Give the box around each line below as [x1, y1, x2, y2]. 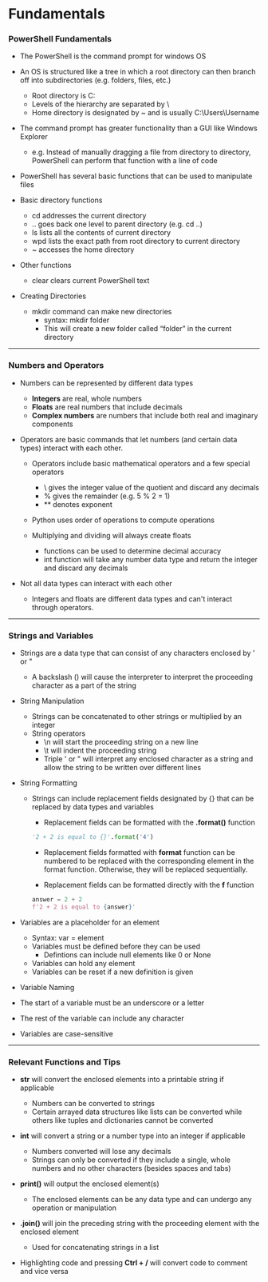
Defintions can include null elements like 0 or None [43, 949, 211, 960]
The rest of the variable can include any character [19, 1013, 185, 1023]
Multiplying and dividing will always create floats [31, 530, 191, 540]
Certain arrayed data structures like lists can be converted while [31, 1107, 242, 1116]
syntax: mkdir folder [43, 315, 110, 325]
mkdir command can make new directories [31, 307, 172, 317]
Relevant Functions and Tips [8, 1056, 121, 1068]
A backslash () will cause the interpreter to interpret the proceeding [31, 673, 254, 682]
